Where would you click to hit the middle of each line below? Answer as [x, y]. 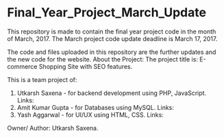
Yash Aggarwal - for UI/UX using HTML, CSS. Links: [90, 115]
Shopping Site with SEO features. [86, 66]
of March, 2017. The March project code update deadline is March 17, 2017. [112, 38]
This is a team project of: [42, 79]
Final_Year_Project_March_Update [107, 13]
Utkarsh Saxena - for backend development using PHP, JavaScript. [112, 93]
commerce [22, 66]
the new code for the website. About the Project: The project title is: [103, 59]
